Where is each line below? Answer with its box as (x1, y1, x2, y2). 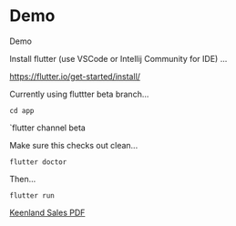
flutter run (9, 190, 55, 200)
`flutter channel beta (9, 122, 87, 133)
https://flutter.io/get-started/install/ (9, 70, 141, 82)
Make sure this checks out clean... (9, 139, 139, 150)
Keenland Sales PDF (9, 207, 86, 218)
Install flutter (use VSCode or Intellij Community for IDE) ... (9, 53, 228, 64)
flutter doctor (9, 157, 67, 167)
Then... (9, 173, 36, 184)
